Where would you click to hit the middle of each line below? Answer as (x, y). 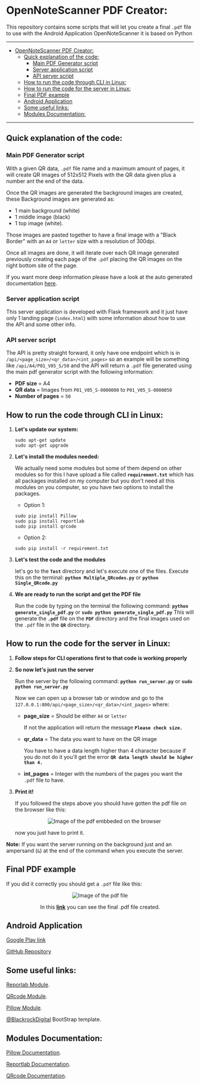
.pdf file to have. (44, 780)
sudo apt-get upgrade (41, 445)
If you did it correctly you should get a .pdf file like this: (74, 884)
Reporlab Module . (28, 985)
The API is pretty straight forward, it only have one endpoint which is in (93, 353)
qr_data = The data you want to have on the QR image (90, 739)
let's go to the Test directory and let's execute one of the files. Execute (101, 571)
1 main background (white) (47, 210)
